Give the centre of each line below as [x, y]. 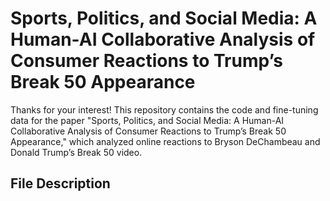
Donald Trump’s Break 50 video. [76, 152]
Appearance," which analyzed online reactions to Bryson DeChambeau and [165, 141]
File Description [60, 183]
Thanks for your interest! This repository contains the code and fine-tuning [164, 109]
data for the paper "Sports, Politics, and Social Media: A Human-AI [147, 120]
